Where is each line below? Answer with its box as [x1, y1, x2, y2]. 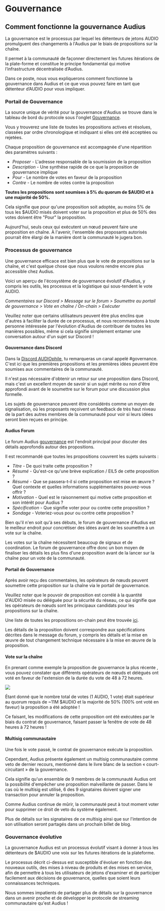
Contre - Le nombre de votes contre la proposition [12, 180, 114, 186]
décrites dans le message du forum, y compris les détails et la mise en [5, 632, 148, 638]
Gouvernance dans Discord [5, 345, 62, 351]
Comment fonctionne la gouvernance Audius [5, 23, 146, 31]
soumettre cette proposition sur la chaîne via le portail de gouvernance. [5, 583, 150, 588]
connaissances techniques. [5, 880, 60, 886]
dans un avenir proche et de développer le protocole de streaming [5, 895, 139, 901]
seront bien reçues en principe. [5, 416, 69, 422]
